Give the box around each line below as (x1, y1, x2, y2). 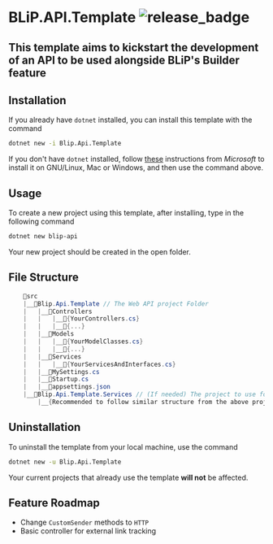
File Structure (8, 271, 79, 285)
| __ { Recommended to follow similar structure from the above (37, 398, 249, 407)
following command (8, 216, 75, 227)
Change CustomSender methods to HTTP (19, 517, 149, 528)
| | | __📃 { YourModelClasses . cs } (23, 337, 144, 346)
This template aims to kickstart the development (8, 41, 259, 54)
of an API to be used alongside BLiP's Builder (8, 53, 240, 67)
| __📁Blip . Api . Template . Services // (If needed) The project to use (23, 390, 256, 398)
